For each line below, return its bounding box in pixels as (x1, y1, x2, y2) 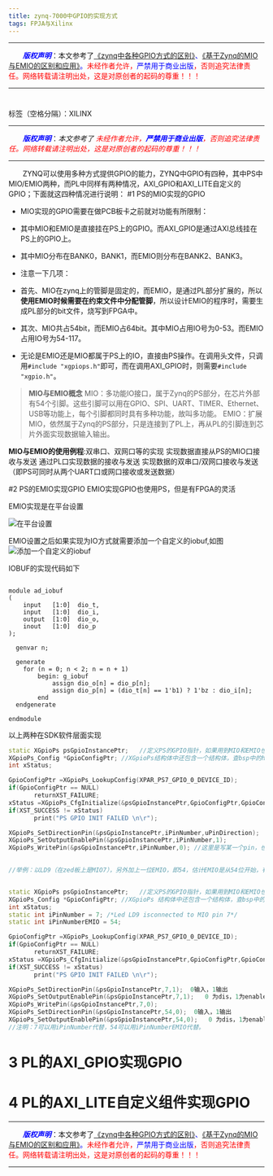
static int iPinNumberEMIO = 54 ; (8, 918, 122, 926)
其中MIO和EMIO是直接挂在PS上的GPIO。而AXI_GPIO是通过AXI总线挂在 (19, 223, 258, 233)
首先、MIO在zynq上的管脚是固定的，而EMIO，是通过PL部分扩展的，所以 (19, 286, 262, 295)
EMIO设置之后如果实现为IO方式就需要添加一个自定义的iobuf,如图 (8, 536, 224, 545)
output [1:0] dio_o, (23, 615, 100, 623)
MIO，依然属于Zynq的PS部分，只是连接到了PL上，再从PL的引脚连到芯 (28, 418, 264, 428)
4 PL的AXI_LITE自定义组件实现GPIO (8, 1094, 250, 1112)
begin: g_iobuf (37, 672, 89, 680)
